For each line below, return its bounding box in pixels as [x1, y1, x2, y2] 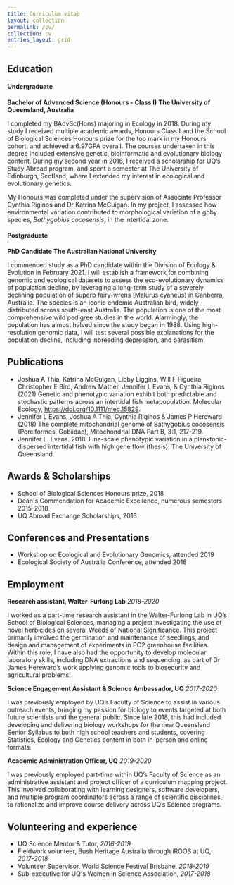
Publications [7, 356, 64, 368]
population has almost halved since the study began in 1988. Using [7, 320, 201, 329]
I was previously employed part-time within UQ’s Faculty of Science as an [7, 770, 221, 779]
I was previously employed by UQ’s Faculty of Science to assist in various [7, 698, 220, 707]
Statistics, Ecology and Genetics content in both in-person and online [7, 736, 209, 744]
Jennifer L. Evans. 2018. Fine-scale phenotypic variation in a [17, 434, 193, 443]
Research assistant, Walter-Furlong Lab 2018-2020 [7, 597, 160, 606]
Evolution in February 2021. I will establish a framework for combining [7, 268, 209, 276]
